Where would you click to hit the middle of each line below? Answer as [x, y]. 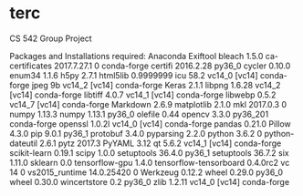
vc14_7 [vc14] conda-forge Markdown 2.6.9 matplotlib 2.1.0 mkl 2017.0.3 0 [148, 104]
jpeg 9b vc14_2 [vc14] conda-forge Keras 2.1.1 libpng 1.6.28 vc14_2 [156, 85]
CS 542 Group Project [51, 38]
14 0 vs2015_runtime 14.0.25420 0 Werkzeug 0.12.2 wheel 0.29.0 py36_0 [146, 172]
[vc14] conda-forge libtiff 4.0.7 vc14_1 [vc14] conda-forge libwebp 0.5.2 [143, 95]
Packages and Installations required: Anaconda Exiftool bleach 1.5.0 [136, 56]
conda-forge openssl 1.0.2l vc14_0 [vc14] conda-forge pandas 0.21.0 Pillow [151, 124]
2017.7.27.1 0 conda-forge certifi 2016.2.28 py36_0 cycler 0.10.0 [172, 66]
